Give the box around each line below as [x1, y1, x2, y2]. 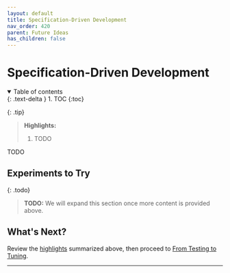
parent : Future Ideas [7, 29, 69, 36]
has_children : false [7, 36, 66, 42]
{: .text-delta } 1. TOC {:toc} [7, 95, 84, 103]
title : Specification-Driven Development [7, 16, 127, 23]
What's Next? [7, 226, 67, 238]
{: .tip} [7, 108, 25, 116]
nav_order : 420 [7, 23, 51, 29]
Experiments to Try [7, 168, 90, 179]
